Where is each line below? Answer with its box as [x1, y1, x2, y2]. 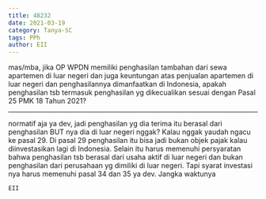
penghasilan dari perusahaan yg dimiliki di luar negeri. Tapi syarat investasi [8, 161, 253, 171]
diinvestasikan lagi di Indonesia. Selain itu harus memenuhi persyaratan [8, 144, 241, 154]
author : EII [8, 41, 47, 49]
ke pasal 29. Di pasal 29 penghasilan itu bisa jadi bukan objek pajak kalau [8, 136, 248, 145]
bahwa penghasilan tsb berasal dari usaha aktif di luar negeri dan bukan [8, 152, 244, 162]
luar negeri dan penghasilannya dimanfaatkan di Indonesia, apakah [8, 80, 227, 89]
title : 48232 [8, 11, 51, 20]
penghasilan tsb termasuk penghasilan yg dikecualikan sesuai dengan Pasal [8, 88, 256, 97]
